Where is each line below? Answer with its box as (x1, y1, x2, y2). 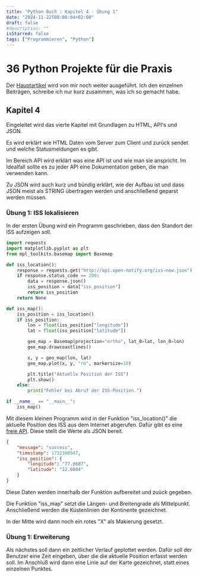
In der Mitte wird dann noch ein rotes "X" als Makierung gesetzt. (6, 517, 163, 525)
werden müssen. (6, 194, 48, 201)
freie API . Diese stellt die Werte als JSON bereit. (6, 427, 124, 435)
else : (17, 382, 31, 388)
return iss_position (27, 289, 78, 295)
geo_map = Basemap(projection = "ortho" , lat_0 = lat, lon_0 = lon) (27, 339, 185, 345)
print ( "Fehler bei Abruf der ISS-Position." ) (27, 388, 143, 394)
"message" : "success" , (17, 444, 73, 450)
